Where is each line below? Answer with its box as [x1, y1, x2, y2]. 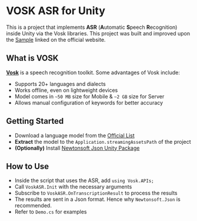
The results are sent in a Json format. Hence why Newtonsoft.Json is [14, 196, 181, 203]
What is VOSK [6, 53, 59, 63]
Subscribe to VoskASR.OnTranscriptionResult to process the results [14, 190, 178, 197]
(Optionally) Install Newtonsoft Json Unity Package [14, 144, 140, 151]
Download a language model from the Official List [14, 131, 135, 139]
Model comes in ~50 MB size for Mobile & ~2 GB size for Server [14, 93, 165, 100]
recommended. [14, 202, 52, 209]
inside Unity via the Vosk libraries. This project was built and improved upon [6, 29, 190, 37]
